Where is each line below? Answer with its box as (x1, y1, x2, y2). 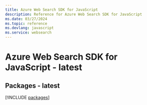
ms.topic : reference (5, 21, 48, 26)
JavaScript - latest (5, 62, 82, 73)
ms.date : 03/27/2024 (5, 16, 48, 21)
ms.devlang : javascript (5, 26, 54, 31)
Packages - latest (5, 81, 60, 90)
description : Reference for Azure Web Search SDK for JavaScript (5, 12, 142, 17)
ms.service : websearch (5, 30, 52, 35)
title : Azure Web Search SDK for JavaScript (5, 7, 98, 12)
